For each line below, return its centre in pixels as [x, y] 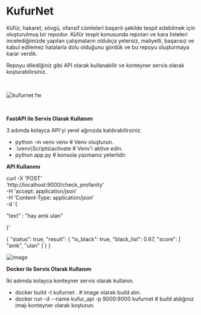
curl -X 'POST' [24, 178]
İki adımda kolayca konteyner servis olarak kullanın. [70, 281]
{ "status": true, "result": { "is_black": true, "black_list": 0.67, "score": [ [94, 239]
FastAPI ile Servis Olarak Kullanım [49, 119]
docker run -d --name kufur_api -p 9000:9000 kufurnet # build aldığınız [104, 299]
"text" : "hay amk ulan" [35, 215]
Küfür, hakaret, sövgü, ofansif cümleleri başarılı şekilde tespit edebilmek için [101, 28]
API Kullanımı [23, 166]
